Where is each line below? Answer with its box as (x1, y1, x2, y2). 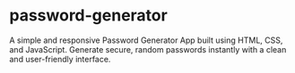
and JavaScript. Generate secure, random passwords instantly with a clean (9, 44, 287, 54)
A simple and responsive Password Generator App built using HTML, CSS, (9, 35, 283, 45)
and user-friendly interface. (9, 53, 111, 64)
